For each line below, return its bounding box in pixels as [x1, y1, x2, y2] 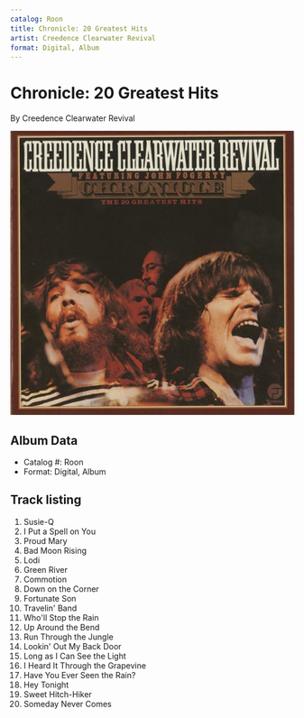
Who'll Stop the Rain [23, 612, 99, 622]
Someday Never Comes [23, 698, 112, 709]
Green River [23, 564, 69, 575]
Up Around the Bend [23, 621, 100, 632]
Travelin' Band [23, 603, 78, 613]
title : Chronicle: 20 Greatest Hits [10, 23, 148, 33]
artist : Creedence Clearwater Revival [10, 33, 156, 42]
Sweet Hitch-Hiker [23, 688, 93, 699]
